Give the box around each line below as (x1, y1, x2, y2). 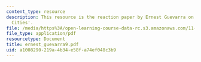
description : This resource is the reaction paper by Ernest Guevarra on (6, 14, 194, 20)
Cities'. (11, 19, 33, 25)
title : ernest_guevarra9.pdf (6, 42, 79, 48)
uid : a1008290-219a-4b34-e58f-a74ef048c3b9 (6, 47, 117, 53)
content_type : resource (6, 8, 66, 15)
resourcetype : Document (6, 36, 66, 42)
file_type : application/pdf (6, 31, 77, 37)
